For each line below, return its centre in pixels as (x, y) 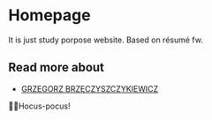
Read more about (57, 67)
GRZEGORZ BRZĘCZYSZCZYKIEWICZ (90, 88)
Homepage (49, 15)
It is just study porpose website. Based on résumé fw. (106, 40)
